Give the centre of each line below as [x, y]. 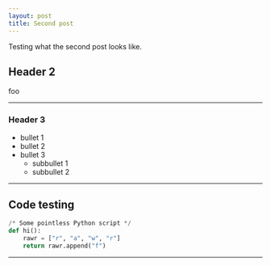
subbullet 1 [50, 163]
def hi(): [25, 231]
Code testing [42, 205]
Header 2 [32, 72]
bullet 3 [33, 154]
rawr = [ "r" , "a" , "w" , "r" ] [72, 239]
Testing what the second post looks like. [75, 46]
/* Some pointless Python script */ [70, 223]
